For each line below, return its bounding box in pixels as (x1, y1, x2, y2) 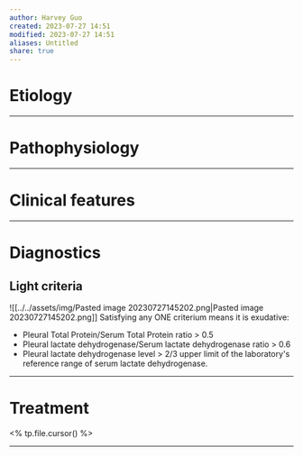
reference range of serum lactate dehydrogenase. (22, 358, 208, 369)
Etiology (9, 86, 73, 106)
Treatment (9, 398, 90, 419)
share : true (9, 47, 54, 56)
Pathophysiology (9, 138, 140, 159)
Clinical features (9, 190, 135, 211)
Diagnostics (9, 242, 102, 263)
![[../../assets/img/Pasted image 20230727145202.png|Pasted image (9, 302, 264, 313)
